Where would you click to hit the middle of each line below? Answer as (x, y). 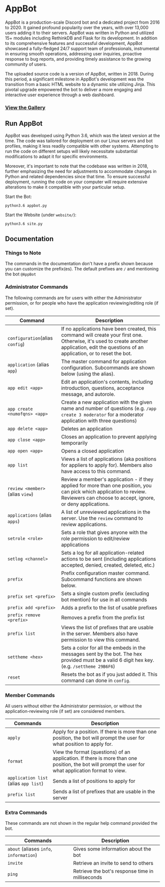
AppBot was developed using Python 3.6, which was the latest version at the (82, 135)
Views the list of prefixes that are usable (107, 627)
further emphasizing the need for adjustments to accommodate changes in (81, 171)
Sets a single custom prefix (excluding (105, 593)
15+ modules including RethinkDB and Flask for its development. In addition (81, 38)
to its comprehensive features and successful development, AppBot (74, 43)
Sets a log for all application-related (103, 552)
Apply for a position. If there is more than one (105, 732)
